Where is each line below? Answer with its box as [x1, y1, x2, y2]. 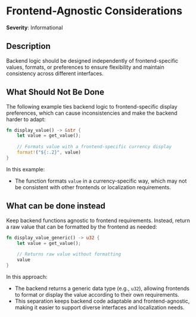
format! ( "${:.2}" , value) [17, 149, 82, 156]
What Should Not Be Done [6, 87, 104, 97]
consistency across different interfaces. [6, 70, 104, 77]
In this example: [6, 165, 45, 173]
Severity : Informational [6, 24, 63, 31]
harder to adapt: [6, 115, 46, 123]
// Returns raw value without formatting [17, 251, 121, 257]
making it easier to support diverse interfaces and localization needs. [14, 303, 185, 311]
